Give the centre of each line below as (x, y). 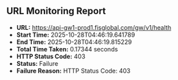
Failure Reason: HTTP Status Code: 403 (73, 71)
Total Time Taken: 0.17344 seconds (67, 49)
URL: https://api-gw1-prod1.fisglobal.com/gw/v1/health (94, 27)
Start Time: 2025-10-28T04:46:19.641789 (76, 35)
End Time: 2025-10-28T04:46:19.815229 (74, 42)
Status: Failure (37, 63)
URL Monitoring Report (56, 11)
